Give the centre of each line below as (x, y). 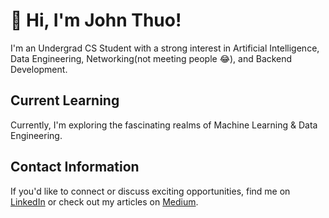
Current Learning (65, 100)
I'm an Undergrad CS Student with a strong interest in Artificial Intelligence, (165, 48)
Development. (39, 69)
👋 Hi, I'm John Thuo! (96, 20)
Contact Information (75, 167)
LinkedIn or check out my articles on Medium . (104, 201)
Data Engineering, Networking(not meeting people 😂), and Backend (151, 58)
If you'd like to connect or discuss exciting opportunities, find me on (150, 191)
